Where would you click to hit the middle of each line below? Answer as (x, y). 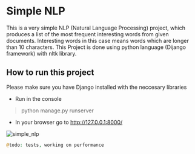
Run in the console (38, 98)
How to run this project (50, 73)
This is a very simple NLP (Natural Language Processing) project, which (96, 28)
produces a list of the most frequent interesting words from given (88, 34)
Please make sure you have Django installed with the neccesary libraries (97, 87)
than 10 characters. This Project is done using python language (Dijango (96, 47)
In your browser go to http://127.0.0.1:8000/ (69, 122)
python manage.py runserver (57, 111)
